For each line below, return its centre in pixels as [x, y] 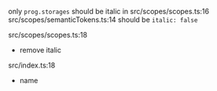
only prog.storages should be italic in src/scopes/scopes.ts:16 [109, 11]
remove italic [40, 50]
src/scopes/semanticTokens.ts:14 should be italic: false [103, 20]
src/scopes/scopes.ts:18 [48, 35]
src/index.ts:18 [32, 65]
